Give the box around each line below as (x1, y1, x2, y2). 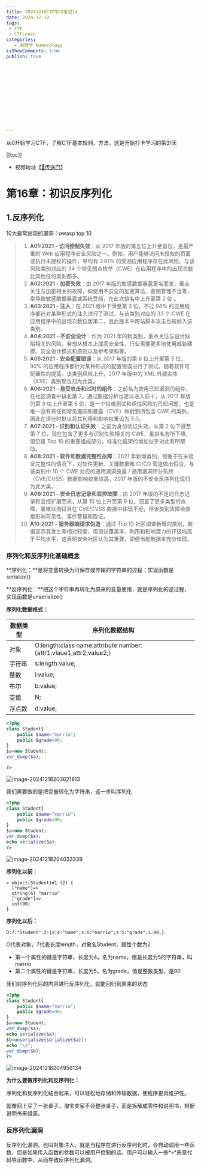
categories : (6, 37, 36, 43)
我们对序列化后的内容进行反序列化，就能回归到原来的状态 (6, 980, 148, 987)
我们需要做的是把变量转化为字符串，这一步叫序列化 (6, 788, 132, 795)
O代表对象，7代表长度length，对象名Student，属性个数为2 (6, 941, 151, 948)
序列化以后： (6, 917, 38, 925)
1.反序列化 (6, 213, 44, 223)
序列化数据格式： (6, 606, 48, 613)
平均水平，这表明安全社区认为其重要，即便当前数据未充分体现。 (35, 535, 193, 542)
